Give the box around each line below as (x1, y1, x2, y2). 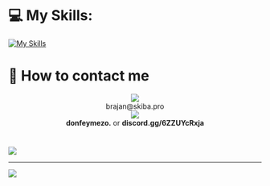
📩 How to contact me (8, 67, 150, 85)
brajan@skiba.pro (105, 101, 165, 111)
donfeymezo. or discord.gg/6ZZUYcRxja (65, 118, 205, 127)
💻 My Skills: (8, 6, 93, 25)
